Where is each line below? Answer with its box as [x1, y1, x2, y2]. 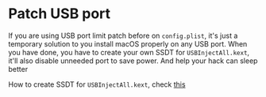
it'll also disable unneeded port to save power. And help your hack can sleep [8, 56, 258, 65]
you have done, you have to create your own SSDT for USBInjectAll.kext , [8, 47, 250, 57]
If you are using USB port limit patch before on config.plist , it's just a [8, 31, 238, 40]
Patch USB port [8, 5, 111, 23]
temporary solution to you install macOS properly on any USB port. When [8, 39, 248, 48]
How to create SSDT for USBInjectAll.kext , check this [8, 80, 186, 89]
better [8, 64, 29, 73]
